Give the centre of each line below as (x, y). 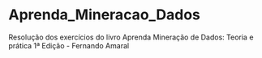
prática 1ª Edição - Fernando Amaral (69, 45)
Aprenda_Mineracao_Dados (105, 15)
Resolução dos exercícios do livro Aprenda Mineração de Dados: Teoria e (131, 37)
